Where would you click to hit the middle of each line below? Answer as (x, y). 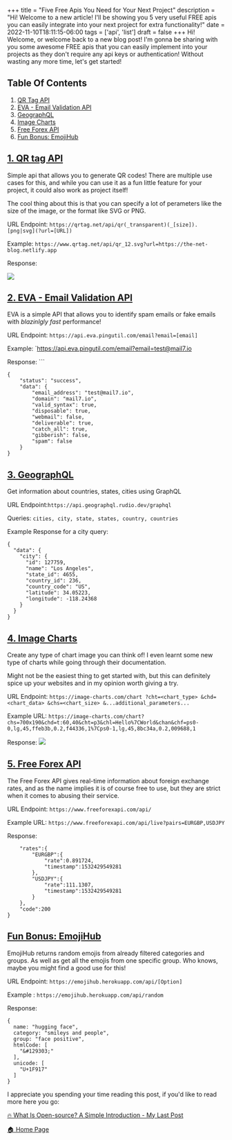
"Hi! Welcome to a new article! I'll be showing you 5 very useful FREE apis (112, 17)
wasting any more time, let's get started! (65, 61)
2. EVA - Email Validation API (70, 298)
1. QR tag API (35, 159)
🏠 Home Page (28, 1129)
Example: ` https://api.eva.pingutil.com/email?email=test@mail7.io (99, 348)
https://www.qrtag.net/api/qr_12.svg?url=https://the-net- (122, 244)
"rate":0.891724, (69, 861)
